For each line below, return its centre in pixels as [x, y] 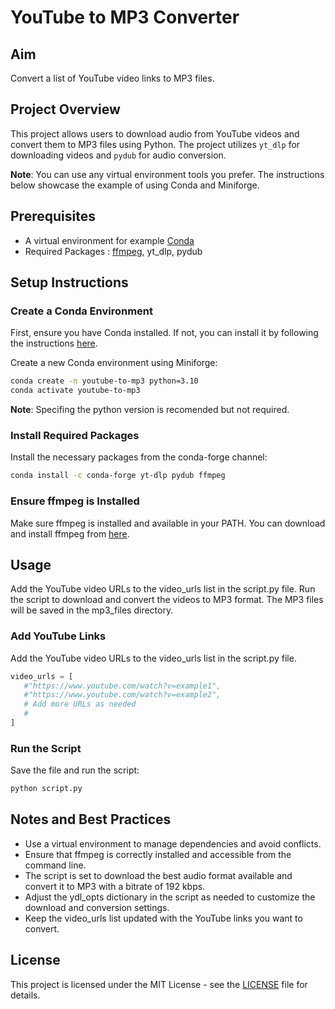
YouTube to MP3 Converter [125, 17]
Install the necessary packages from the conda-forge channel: [139, 457]
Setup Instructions [69, 282]
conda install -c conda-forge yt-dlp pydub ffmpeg [118, 476]
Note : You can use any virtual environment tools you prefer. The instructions [167, 174]
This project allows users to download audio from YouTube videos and [155, 133]
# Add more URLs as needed [80, 704]
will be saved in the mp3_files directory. [92, 610]
